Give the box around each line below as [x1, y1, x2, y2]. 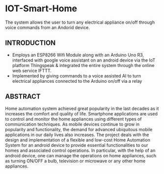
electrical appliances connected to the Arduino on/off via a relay [12, 78, 142, 84]
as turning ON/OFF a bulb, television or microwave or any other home [5, 158, 146, 164]
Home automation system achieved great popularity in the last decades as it [5, 105, 159, 111]
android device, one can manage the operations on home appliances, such [5, 152, 157, 158]
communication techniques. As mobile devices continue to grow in [5, 121, 140, 127]
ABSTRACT [5, 92, 41, 101]
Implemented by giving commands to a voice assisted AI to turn [12, 72, 141, 79]
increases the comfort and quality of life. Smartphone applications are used [5, 110, 158, 116]
